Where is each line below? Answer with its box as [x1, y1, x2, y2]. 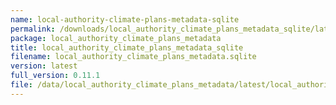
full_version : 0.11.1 [10, 71, 101, 81]
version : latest [10, 61, 78, 71]
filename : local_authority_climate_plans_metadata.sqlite [10, 52, 257, 62]
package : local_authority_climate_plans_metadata [10, 33, 222, 43]
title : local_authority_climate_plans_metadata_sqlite [10, 42, 244, 53]
